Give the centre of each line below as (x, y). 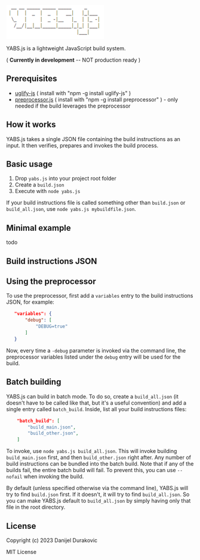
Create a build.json (39, 185)
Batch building (34, 382)
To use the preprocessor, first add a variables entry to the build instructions (100, 296)
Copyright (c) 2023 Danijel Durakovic (52, 540)
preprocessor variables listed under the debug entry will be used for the (93, 357)
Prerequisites (32, 79)
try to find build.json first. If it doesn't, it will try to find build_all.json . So (98, 494)
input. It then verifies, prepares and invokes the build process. (82, 145)
